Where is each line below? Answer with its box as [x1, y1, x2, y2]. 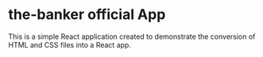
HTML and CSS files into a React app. [8, 40, 131, 49]
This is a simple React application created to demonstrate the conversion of [8, 32, 256, 41]
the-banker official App [8, 6, 166, 24]
